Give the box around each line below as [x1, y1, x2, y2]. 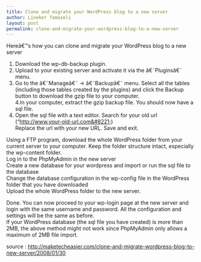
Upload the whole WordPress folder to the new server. [6, 188, 141, 195]
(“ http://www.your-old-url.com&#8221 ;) [14, 118, 113, 126]
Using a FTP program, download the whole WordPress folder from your [6, 136, 183, 144]
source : [6, 243, 27, 251]
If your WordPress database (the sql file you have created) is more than [6, 219, 184, 226]
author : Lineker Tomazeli [6, 14, 71, 21]
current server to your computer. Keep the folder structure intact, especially [6, 142, 194, 150]
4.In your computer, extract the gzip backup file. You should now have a [14, 99, 194, 106]
